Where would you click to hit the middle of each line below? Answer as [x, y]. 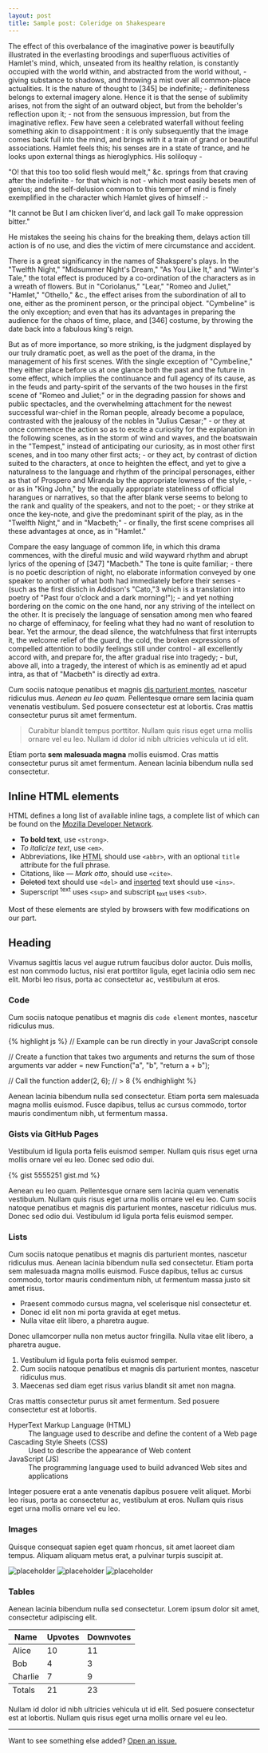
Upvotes [63, 1637]
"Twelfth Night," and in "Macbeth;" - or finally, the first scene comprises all [131, 522]
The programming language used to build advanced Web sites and [138, 1468]
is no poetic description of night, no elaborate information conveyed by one [132, 572]
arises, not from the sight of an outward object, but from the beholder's [126, 106]
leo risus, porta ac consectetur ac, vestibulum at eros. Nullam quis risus [126, 1500]
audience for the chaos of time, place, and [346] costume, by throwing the [131, 320]
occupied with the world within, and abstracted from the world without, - [128, 71]
